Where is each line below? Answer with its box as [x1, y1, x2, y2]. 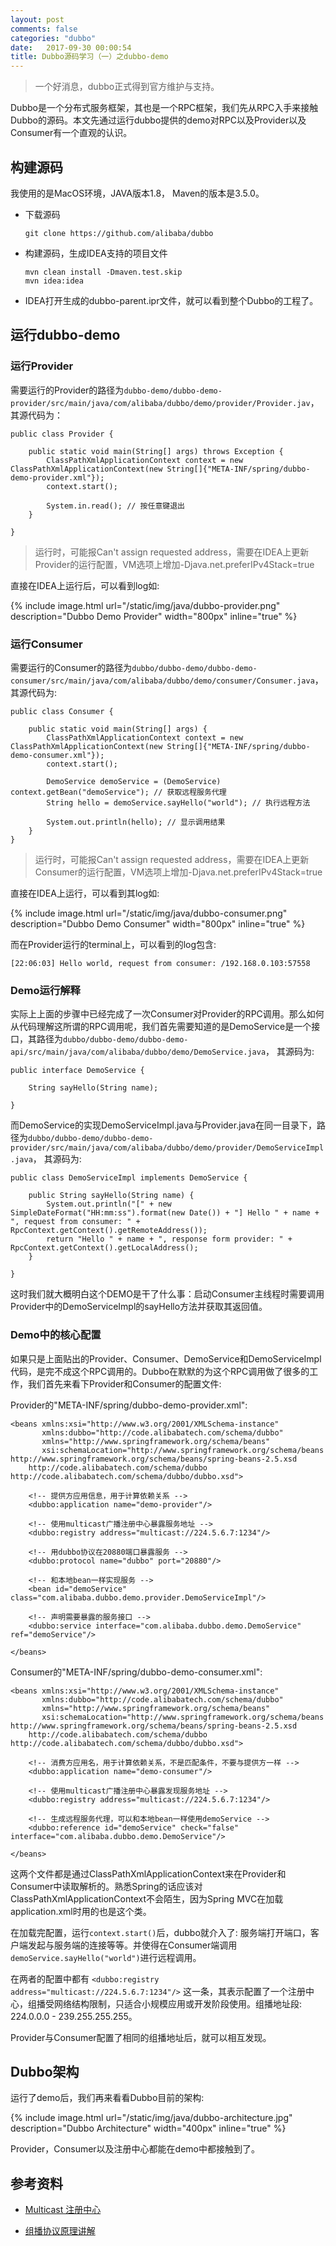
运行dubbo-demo [10, 327, 121, 344]
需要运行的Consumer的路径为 [10, 661, 133, 673]
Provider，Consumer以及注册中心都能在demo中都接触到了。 [10, 2143, 261, 2155]
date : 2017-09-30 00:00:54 [10, 42, 132, 53]
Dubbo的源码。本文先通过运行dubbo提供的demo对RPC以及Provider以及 [10, 114, 307, 126]
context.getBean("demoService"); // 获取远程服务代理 [10, 787, 227, 797]
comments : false [10, 24, 78, 34]
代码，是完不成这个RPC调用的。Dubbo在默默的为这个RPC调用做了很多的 [10, 1365, 310, 1377]
